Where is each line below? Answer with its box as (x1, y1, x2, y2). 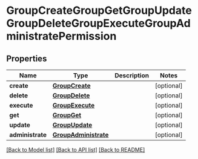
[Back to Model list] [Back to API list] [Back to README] (6, 146, 145, 153)
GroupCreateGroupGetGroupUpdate (6, 4, 192, 18)
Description (114, 71, 150, 79)
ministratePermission (6, 30, 117, 43)
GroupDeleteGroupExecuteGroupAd (6, 16, 191, 30)
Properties (6, 53, 47, 63)
